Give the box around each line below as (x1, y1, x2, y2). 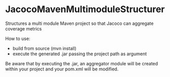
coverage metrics (5, 25, 42, 31)
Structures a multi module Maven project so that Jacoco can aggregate (5, 20, 154, 26)
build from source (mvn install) (12, 45, 77, 51)
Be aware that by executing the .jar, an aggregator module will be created (5, 60, 158, 66)
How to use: (5, 35, 30, 42)
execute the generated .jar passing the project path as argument (12, 51, 147, 57)
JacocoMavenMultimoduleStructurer (5, 4, 165, 15)
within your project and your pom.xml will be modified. (5, 66, 119, 72)
